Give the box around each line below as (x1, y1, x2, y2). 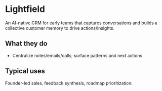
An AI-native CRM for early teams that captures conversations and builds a (5, 20, 158, 26)
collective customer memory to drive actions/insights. (5, 25, 115, 31)
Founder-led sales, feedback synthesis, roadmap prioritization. (5, 80, 133, 86)
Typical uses (5, 67, 45, 75)
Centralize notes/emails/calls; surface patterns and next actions (12, 52, 143, 58)
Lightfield (5, 3, 45, 15)
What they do (5, 40, 48, 48)
